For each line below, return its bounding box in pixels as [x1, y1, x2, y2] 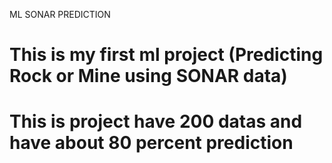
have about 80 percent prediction [9, 132, 294, 154]
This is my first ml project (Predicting [9, 44, 324, 66]
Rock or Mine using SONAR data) [9, 65, 288, 88]
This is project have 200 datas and [9, 110, 303, 133]
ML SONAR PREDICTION [9, 9, 111, 20]
